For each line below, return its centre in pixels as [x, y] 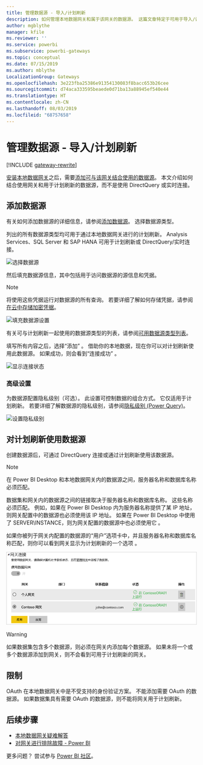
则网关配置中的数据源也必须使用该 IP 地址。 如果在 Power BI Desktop [92, 515]
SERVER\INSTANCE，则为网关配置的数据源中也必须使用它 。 [88, 523]
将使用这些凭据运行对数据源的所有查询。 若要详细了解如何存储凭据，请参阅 [100, 300]
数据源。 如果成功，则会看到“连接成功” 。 [68, 354]
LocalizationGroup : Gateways [43, 77]
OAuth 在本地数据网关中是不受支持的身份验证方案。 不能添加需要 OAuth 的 [99, 691]
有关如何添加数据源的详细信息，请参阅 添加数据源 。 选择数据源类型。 [92, 222]
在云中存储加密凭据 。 [33, 307]
